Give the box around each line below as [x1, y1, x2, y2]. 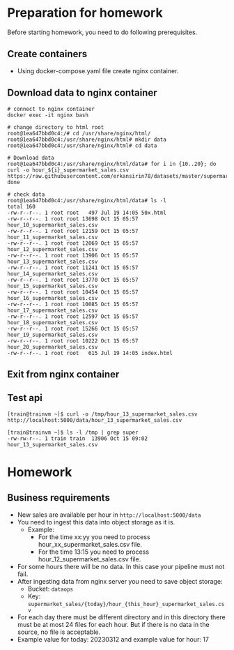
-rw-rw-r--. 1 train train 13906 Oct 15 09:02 [7, 434, 148, 442]
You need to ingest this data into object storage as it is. [17, 517, 175, 526]
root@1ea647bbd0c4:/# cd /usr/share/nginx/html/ [7, 130, 151, 137]
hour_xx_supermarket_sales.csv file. [38, 540, 143, 548]
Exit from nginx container [7, 368, 120, 380]
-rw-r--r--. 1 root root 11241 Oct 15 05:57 [7, 264, 139, 271]
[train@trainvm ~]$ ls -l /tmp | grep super [7, 429, 139, 436]
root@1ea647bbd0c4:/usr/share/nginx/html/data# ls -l [7, 197, 167, 204]
